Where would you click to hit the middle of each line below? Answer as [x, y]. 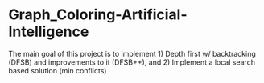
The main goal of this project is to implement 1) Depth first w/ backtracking [132, 53]
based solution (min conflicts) [58, 70]
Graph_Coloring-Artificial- [98, 15]
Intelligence [49, 32]
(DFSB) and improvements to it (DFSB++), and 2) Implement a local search [132, 62]
